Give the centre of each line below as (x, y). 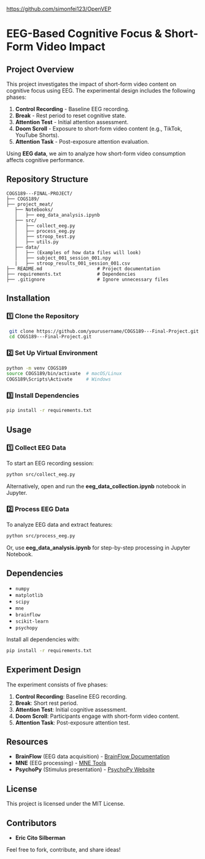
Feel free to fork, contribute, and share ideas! (64, 850)
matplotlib (29, 595)
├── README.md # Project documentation (83, 269)
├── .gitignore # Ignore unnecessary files (87, 279)
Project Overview (40, 69)
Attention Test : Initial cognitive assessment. (71, 709)
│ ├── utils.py (37, 242)
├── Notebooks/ (34, 209)
